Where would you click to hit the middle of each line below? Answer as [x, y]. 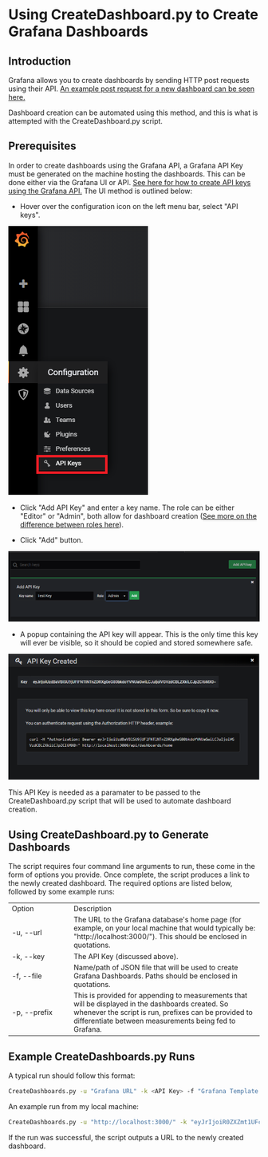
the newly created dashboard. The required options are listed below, [120, 883]
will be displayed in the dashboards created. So [151, 1004]
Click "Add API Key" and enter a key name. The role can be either [127, 507]
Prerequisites [42, 146]
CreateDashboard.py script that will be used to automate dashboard [120, 801]
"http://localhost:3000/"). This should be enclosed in [160, 937]
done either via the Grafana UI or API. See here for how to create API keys [130, 182]
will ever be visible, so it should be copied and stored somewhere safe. [136, 643]
